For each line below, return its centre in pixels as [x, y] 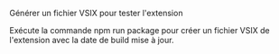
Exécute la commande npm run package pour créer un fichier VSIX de [139, 30]
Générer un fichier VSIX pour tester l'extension [96, 13]
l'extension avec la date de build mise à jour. [92, 40]
